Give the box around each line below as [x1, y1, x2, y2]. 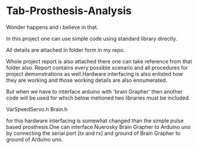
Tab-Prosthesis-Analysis [6, 4, 132, 18]
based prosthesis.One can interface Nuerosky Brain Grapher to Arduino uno [6, 123, 191, 130]
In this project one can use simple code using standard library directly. [6, 35, 177, 42]
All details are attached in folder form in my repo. [6, 46, 125, 54]
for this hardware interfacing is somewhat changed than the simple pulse [6, 117, 184, 124]
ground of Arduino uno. [6, 135, 63, 143]
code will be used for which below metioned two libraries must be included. [6, 94, 190, 101]
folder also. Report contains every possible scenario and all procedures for [6, 64, 188, 71]
